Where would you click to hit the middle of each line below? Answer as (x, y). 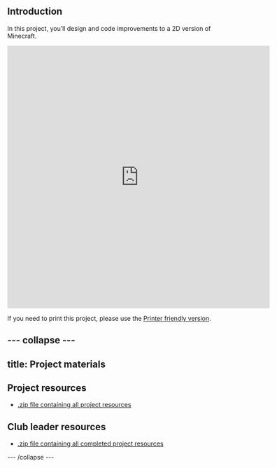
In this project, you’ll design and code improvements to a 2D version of (109, 28)
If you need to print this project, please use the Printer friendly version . (109, 318)
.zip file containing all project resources (74, 405)
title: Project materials (57, 364)
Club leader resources (57, 427)
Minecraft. (22, 36)
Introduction (35, 12)
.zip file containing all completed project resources (90, 443)
